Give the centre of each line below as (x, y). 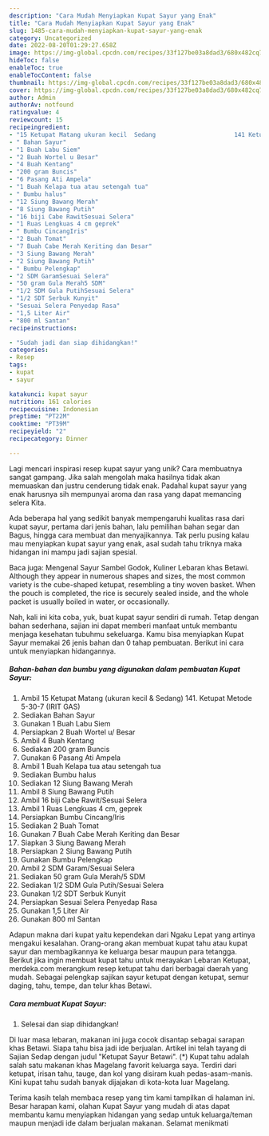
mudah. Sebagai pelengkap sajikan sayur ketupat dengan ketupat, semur (129, 977)
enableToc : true (36, 68)
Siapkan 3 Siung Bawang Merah (73, 842)
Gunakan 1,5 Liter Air (55, 910)
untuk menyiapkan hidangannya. (63, 651)
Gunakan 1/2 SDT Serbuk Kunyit (73, 894)
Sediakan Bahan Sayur (57, 715)
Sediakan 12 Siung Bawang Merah (77, 783)
